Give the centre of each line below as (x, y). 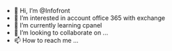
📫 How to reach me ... (46, 40)
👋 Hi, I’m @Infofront (42, 11)
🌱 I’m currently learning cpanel (58, 25)
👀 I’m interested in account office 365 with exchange (89, 18)
